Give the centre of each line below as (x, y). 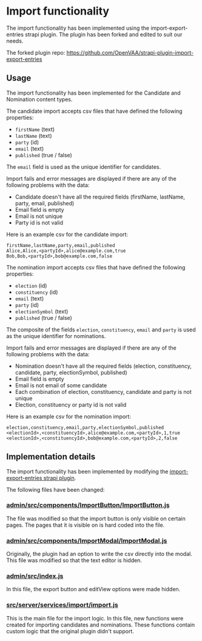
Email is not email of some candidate (61, 385)
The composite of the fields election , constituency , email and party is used (101, 330)
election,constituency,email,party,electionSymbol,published (85, 427)
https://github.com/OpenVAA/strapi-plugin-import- (130, 52)
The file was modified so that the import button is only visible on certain (96, 518)
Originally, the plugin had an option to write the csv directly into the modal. (99, 554)
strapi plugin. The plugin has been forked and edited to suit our (104, 34)
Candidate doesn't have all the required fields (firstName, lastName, (100, 197)
